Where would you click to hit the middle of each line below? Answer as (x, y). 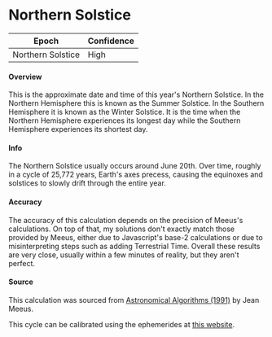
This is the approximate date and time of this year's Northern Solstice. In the (136, 94)
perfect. (22, 263)
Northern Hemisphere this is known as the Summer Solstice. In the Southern (136, 103)
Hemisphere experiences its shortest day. (78, 129)
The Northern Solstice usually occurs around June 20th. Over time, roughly (135, 166)
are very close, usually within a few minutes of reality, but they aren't (124, 255)
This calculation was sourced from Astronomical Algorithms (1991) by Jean (134, 300)
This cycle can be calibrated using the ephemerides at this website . (121, 324)
